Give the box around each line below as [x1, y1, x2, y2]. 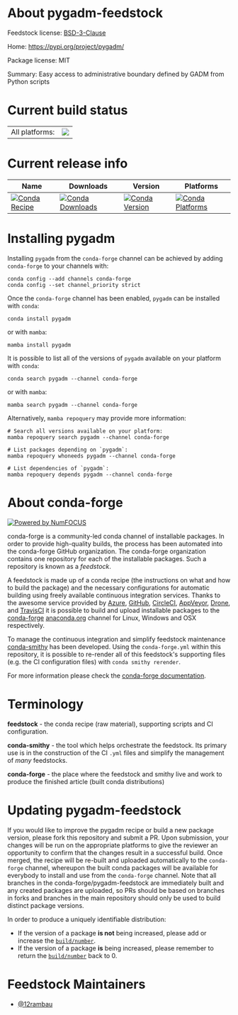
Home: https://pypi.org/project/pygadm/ [7, 42, 125, 50]
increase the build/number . [17, 936, 96, 945]
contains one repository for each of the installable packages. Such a [7, 554, 207, 563]
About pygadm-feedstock [7, 5, 163, 21]
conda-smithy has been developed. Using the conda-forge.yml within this [7, 642, 222, 651]
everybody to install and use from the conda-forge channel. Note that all [7, 871, 217, 879]
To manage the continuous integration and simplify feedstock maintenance [7, 634, 226, 644]
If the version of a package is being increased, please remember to [17, 943, 214, 952]
